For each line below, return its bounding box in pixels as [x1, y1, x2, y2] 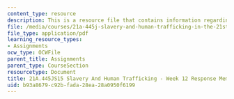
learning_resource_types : [7, 36, 82, 43]
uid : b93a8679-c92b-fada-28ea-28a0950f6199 [7, 82, 136, 89]
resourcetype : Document [7, 68, 77, 75]
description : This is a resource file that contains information [7, 17, 201, 24]
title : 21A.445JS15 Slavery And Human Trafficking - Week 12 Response [7, 75, 217, 82]
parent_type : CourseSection [7, 62, 89, 69]
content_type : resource [7, 10, 77, 17]
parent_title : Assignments [7, 56, 86, 63]
